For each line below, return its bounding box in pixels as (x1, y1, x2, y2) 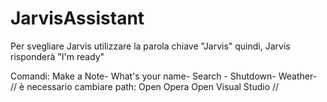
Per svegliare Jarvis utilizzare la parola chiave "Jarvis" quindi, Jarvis (10, 40, 291, 52)
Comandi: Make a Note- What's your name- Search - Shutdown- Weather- (10, 70, 318, 82)
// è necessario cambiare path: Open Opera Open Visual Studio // (10, 80, 280, 92)
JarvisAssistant (10, 7, 145, 30)
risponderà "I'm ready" (10, 50, 105, 62)
